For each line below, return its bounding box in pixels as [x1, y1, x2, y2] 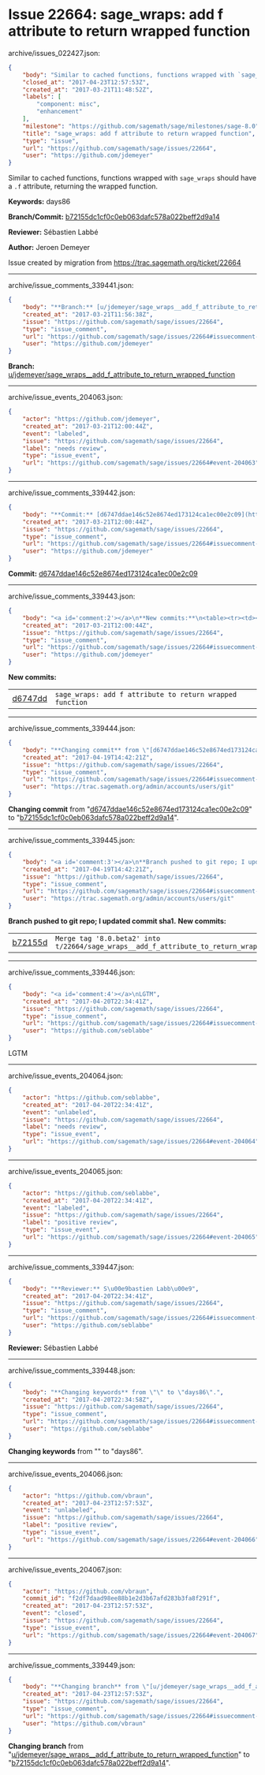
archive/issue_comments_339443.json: [8, 591, 136, 601]
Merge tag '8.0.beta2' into [54, 934, 161, 943]
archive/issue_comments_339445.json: [8, 836, 136, 845]
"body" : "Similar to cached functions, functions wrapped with [22, 71, 235, 79]
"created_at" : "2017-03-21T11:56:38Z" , [22, 310, 154, 319]
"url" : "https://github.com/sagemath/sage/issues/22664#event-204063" [22, 459, 259, 467]
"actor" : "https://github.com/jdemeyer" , [22, 416, 160, 423]
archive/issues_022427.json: [8, 48, 101, 58]
